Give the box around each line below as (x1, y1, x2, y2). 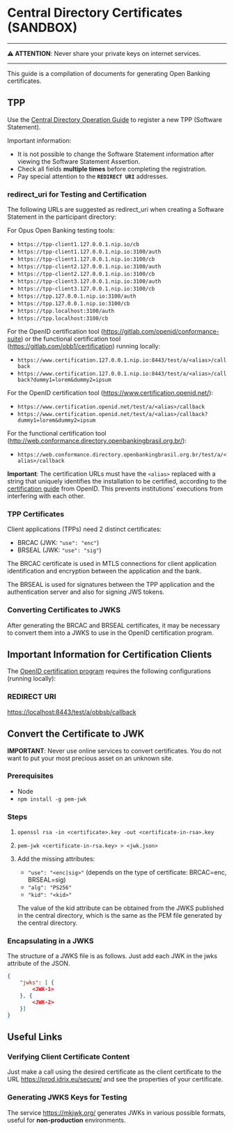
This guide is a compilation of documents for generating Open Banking (7, 69, 210, 77)
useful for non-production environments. (7, 1116, 127, 1124)
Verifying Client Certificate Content (7, 1052, 130, 1061)
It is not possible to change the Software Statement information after (17, 150, 214, 158)
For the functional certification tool (7, 429, 107, 438)
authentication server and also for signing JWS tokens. (7, 587, 165, 597)
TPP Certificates (7, 509, 65, 518)
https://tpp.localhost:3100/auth (17, 308, 115, 315)
